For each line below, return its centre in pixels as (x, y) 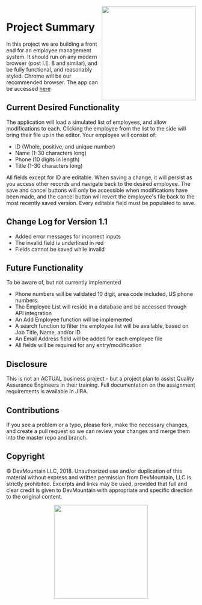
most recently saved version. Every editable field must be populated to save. (101, 203)
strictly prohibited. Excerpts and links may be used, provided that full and (97, 484)
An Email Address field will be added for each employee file (89, 339)
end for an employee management (49, 50)
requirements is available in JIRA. (47, 392)
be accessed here (29, 88)
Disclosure (27, 364)
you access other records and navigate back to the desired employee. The (98, 183)
